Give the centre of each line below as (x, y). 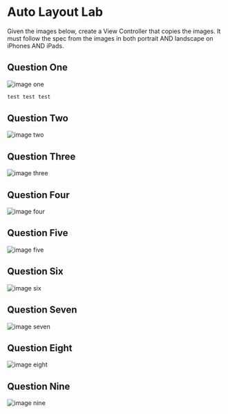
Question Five (38, 233)
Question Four (39, 195)
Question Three (41, 156)
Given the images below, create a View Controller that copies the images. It (114, 31)
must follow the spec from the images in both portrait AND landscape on (110, 38)
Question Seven (42, 310)
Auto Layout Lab (55, 12)
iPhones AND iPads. (36, 46)
